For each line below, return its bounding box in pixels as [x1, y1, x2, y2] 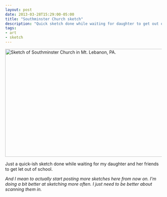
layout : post [5, 7, 32, 12]
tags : [5, 26, 16, 31]
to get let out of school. [5, 166, 53, 172]
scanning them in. [5, 186, 42, 192]
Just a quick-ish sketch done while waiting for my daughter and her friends [5, 161, 159, 167]
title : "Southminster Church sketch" [5, 16, 83, 21]
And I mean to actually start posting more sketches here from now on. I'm [5, 176, 157, 182]
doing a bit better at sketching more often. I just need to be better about [5, 181, 153, 187]
